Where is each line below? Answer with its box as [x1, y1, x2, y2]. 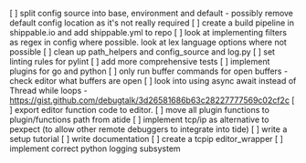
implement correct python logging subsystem [9, 143, 181, 154]
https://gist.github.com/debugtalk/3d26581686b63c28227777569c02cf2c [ [9, 95, 295, 106]
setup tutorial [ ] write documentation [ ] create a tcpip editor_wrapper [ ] [9, 134, 283, 144]
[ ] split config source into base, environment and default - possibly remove [9, 8, 294, 18]
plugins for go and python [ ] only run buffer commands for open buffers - [9, 66, 289, 76]
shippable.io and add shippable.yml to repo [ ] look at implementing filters [9, 27, 288, 37]
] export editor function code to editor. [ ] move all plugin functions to [9, 105, 269, 115]
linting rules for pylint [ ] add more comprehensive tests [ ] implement [9, 56, 270, 66]
